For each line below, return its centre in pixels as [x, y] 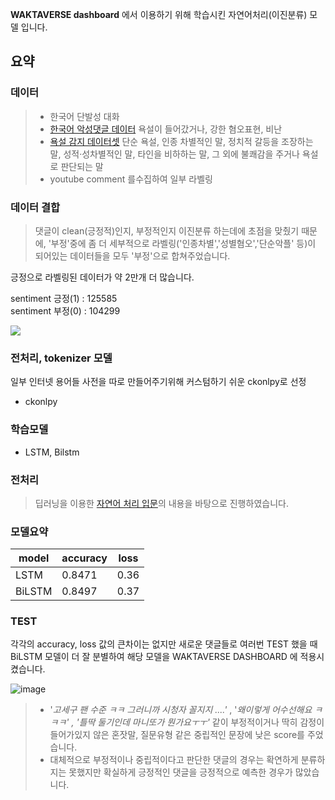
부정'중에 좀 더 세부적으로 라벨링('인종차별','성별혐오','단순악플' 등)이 [183, 243]
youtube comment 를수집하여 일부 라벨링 [131, 179]
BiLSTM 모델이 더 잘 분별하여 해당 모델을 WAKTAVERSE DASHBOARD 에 [154, 657]
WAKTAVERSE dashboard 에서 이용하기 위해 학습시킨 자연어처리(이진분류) [159, 14]
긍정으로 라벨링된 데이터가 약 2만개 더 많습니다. [102, 277]
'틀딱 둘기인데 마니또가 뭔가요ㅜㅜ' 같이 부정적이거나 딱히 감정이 [200, 722]
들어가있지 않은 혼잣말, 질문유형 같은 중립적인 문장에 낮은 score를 [177, 735]
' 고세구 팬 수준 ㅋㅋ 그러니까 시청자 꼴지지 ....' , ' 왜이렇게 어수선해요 [181, 710]
